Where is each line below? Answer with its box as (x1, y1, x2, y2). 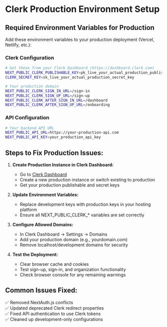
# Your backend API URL (5, 126, 55, 131)
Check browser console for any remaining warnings (19, 272, 126, 278)
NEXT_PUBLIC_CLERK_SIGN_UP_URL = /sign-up (5, 93, 90, 98)
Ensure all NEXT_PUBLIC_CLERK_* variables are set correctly (19, 212, 145, 218)
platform (19, 207, 37, 213)
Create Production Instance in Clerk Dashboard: (12, 162, 114, 168)
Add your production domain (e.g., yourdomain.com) (19, 237, 128, 243)
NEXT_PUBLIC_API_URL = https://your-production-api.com (5, 130, 119, 135)
